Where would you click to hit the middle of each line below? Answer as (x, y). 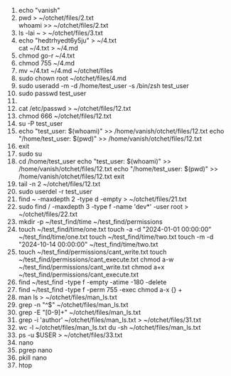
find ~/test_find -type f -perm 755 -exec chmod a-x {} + (100, 290)
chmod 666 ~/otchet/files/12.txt (65, 116)
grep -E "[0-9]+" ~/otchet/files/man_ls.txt (80, 312)
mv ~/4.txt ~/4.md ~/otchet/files (65, 71)
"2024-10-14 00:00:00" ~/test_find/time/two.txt (88, 244)
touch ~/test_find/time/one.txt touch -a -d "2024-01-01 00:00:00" (115, 229)
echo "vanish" (39, 10)
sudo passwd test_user (52, 93)
